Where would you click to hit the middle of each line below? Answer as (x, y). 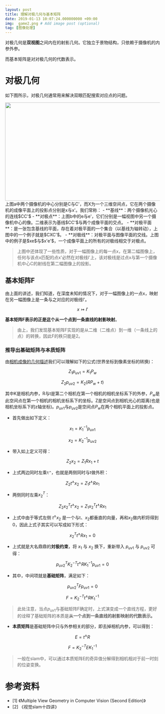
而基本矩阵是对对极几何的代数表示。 (42, 59)
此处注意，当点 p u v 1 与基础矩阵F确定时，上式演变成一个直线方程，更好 (87, 610)
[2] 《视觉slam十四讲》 (36, 707)
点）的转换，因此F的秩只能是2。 (50, 336)
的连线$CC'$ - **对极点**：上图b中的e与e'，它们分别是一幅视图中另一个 (79, 216)
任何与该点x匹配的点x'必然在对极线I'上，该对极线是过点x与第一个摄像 (87, 257)
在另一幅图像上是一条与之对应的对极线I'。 (47, 299)
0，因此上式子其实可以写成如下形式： (50, 524)
